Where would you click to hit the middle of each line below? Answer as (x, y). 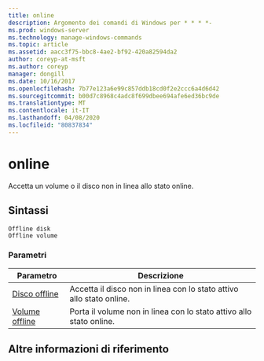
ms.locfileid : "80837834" (50, 125)
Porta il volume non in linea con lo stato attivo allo (161, 311)
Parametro (37, 275)
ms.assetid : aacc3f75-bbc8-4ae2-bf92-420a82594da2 (93, 52)
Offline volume (33, 236)
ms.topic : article (38, 45)
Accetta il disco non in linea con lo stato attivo (154, 289)
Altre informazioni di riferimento (88, 350)
